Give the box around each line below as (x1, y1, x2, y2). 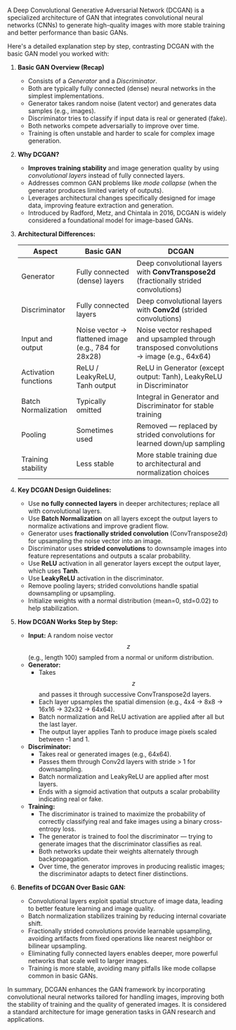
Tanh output (76, 381, 117, 390)
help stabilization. (27, 604, 79, 612)
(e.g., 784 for (76, 343, 121, 352)
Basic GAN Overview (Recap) (17, 63, 105, 71)
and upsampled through (136, 334, 216, 343)
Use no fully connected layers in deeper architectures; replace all (27, 500, 220, 507)
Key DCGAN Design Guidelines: (17, 485, 112, 494)
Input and (20, 334, 53, 343)
